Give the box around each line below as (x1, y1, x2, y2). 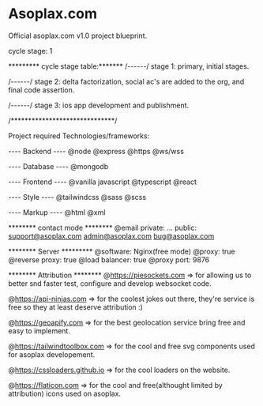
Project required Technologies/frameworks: (8, 131, 150, 141)
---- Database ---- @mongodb (8, 161, 109, 171)
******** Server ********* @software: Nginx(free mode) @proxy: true (8, 246, 235, 256)
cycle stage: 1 (8, 46, 53, 55)
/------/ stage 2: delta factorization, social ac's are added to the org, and (8, 77, 245, 86)
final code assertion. (8, 85, 75, 95)
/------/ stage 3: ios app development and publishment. (8, 100, 190, 110)
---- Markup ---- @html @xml (8, 207, 106, 217)
